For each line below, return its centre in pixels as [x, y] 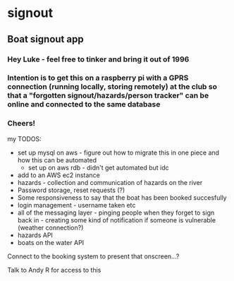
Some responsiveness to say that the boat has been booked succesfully [122, 197]
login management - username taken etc [76, 205]
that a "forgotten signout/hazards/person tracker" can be [108, 95]
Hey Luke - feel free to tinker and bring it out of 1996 [98, 59]
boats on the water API [51, 242]
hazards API [35, 235]
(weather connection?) [50, 227]
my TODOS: [25, 138]
